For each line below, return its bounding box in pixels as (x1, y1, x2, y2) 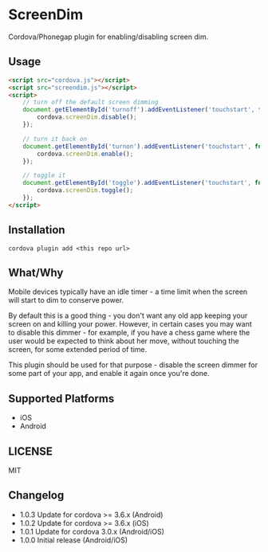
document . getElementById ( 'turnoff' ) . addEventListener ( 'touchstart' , (22, 106, 255, 114)
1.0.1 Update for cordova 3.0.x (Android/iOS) (19, 527, 165, 536)
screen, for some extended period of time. (8, 345, 148, 354)
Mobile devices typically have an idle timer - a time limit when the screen (8, 287, 248, 296)
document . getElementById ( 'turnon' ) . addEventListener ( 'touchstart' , (22, 142, 251, 151)
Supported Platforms (8, 392, 115, 405)
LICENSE (8, 444, 53, 458)
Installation (8, 223, 65, 237)
